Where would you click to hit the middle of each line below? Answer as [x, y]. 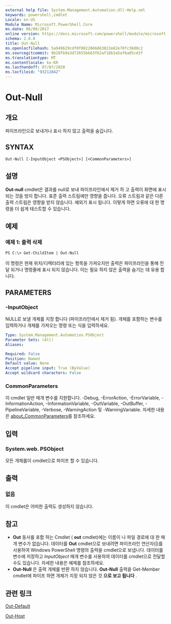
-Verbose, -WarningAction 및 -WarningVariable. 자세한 [98, 410]
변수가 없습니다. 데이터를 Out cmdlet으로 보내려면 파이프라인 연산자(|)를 [90, 544]
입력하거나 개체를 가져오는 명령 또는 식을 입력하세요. [57, 325]
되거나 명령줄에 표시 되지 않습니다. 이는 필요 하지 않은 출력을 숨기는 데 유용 [85, 270]
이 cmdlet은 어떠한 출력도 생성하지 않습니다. [49, 506]
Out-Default [18, 606]
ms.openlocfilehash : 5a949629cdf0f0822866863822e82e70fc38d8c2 [74, 48]
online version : [23, 34]
